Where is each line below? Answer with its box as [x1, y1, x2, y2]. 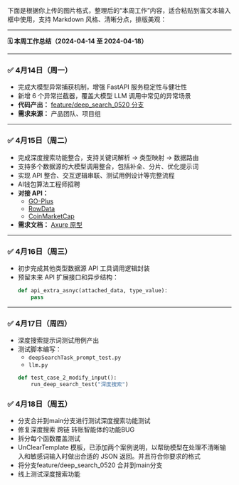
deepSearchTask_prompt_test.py [28, 354, 122, 361]
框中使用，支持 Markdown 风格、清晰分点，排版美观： [7, 15, 167, 23]
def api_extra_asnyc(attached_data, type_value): [17, 287, 169, 294]
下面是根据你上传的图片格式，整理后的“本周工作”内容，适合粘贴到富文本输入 [7, 6, 231, 14]
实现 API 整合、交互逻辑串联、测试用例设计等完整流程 [17, 171, 176, 179]
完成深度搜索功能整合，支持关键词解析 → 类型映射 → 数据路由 [17, 153, 199, 161]
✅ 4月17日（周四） [7, 319, 72, 329]
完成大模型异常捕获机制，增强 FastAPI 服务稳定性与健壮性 [17, 82, 187, 91]
